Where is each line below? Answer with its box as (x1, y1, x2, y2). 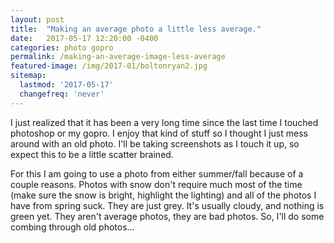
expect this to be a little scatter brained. (10, 148, 174, 160)
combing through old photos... (10, 221, 135, 233)
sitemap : (10, 71, 47, 81)
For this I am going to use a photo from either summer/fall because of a (10, 167, 304, 180)
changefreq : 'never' (19, 89, 105, 99)
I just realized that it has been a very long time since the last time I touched (10, 116, 319, 128)
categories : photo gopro (10, 42, 114, 53)
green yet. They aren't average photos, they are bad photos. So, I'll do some (10, 210, 325, 222)
